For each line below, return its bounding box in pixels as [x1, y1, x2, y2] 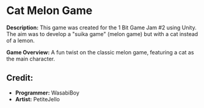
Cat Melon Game [6, 4, 93, 18]
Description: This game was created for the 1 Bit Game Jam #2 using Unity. [6, 24, 197, 31]
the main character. [6, 55, 55, 62]
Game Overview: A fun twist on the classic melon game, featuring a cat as [6, 48, 194, 56]
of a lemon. [6, 37, 35, 44]
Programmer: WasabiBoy [15, 89, 79, 96]
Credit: [6, 73, 34, 83]
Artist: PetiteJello [15, 95, 60, 103]
